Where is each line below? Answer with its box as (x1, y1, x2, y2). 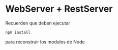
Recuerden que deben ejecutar (5, 20, 70, 26)
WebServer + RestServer (5, 3, 113, 15)
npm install (5, 30, 31, 35)
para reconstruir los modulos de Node (5, 39, 85, 45)
